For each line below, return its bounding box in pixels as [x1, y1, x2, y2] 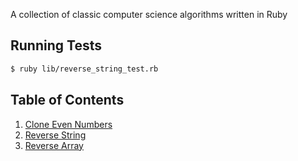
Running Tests [10, 37, 102, 54]
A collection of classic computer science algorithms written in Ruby [10, 9, 288, 20]
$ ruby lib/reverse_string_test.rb [10, 64, 159, 74]
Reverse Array [24, 139, 84, 151]
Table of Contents [10, 92, 125, 109]
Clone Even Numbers [24, 118, 113, 130]
